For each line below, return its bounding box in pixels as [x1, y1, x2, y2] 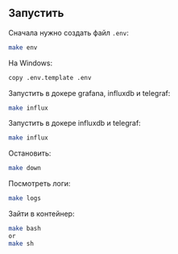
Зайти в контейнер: [8, 209, 75, 219]
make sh [8, 239, 35, 248]
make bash [8, 225, 42, 233]
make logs [8, 194, 42, 202]
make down [8, 164, 42, 173]
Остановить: [8, 148, 52, 158]
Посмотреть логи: [8, 179, 71, 189]
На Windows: [8, 58, 53, 68]
